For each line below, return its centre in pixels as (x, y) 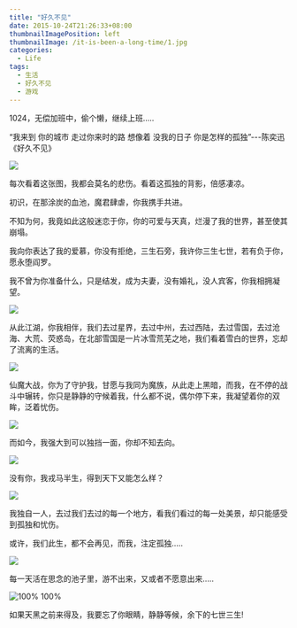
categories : (31, 50)
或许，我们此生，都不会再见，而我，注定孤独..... (96, 543)
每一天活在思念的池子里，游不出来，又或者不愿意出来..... (112, 578)
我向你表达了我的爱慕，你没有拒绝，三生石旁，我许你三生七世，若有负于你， (148, 251)
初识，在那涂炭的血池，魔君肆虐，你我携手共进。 (98, 202)
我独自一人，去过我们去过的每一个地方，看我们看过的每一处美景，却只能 (141, 513)
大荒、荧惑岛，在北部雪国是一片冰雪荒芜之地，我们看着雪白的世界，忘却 (156, 338)
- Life (29, 58)
